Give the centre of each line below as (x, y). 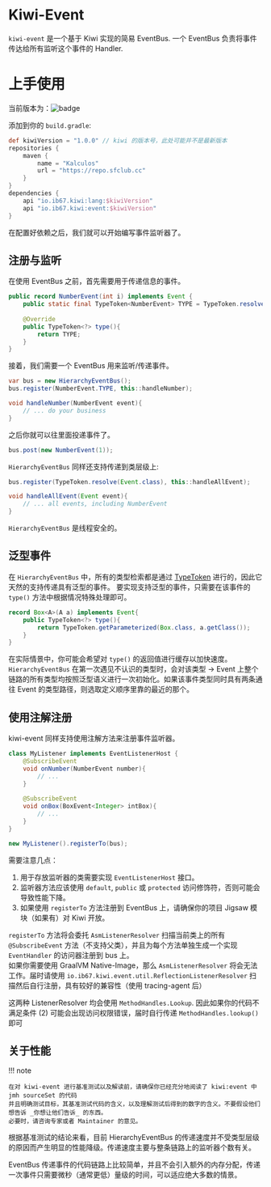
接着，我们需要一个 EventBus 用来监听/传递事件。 (91, 366)
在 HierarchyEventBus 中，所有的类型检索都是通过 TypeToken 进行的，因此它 (135, 577)
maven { (35, 155)
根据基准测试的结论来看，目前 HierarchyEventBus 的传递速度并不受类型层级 (134, 1138)
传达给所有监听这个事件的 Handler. (66, 48)
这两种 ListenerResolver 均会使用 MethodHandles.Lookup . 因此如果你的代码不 (134, 1003)
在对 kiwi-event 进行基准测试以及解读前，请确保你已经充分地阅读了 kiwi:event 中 (133, 1087)
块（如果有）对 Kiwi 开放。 (65, 918)
